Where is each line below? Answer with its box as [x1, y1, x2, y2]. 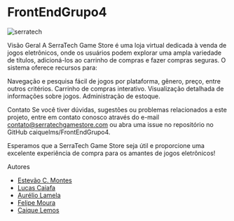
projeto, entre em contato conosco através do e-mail [7, 113, 160, 121]
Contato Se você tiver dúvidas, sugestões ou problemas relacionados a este [7, 105, 228, 114]
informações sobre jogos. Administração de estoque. [7, 92, 161, 100]
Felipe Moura [17, 198, 56, 207]
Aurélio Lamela [17, 191, 61, 199]
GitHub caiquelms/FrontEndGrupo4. [7, 128, 111, 136]
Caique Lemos [17, 206, 60, 214]
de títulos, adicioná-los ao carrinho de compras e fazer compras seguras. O [7, 55, 226, 64]
